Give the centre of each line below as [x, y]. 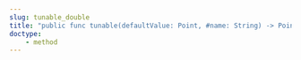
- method [42, 42]
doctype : [26, 34]
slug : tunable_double [50, 17]
